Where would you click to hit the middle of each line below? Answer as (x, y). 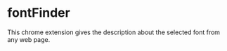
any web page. (29, 39)
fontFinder (39, 13)
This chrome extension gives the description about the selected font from (113, 32)
